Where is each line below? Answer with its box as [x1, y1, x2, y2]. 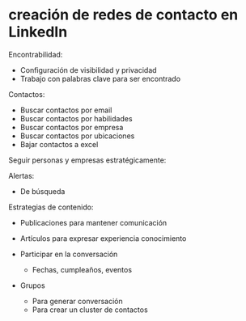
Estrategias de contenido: [8, 202, 94, 212]
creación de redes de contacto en [8, 6, 239, 24]
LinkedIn [8, 23, 68, 41]
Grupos [19, 281, 46, 290]
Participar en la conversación [19, 249, 118, 259]
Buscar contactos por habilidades [19, 113, 133, 123]
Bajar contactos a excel [19, 139, 99, 149]
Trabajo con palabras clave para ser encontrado [19, 74, 180, 83]
